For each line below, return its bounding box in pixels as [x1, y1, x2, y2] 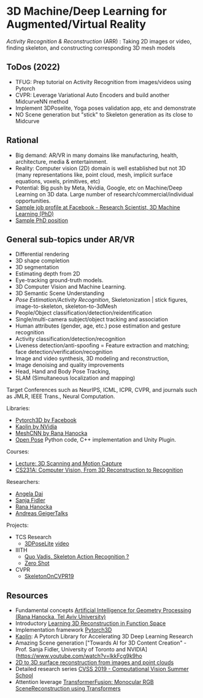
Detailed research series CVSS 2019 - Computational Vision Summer [15, 665, 189, 673]
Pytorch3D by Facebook [15, 416, 77, 424]
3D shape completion [15, 257, 70, 264]
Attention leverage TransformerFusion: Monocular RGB [15, 678, 155, 686]
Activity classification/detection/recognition [15, 336, 126, 343]
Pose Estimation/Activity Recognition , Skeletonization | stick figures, [15, 296, 188, 304]
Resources [6, 590, 48, 600]
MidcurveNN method [15, 98, 69, 105]
